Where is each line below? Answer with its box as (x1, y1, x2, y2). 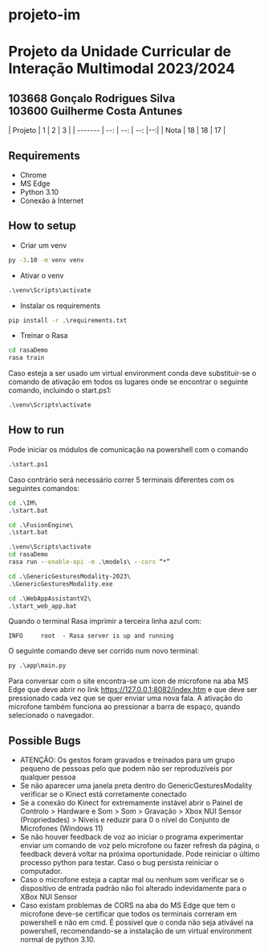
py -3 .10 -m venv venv (8, 256, 84, 264)
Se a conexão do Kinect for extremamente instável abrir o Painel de (19, 798, 243, 808)
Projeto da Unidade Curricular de (8, 43, 231, 61)
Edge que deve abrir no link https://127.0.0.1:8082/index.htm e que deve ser (8, 685, 258, 694)
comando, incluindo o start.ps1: (8, 385, 112, 395)
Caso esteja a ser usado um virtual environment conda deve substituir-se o (8, 369, 257, 378)
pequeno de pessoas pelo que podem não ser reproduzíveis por (19, 764, 233, 773)
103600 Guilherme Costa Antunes (8, 104, 183, 117)
